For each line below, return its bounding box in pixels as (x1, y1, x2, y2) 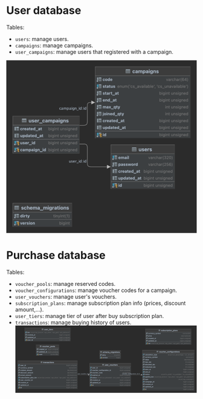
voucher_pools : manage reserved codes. (14, 281, 116, 288)
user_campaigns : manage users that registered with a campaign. (14, 48, 174, 55)
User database (6, 4, 82, 18)
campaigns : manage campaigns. (14, 42, 94, 49)
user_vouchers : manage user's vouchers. (14, 293, 117, 300)
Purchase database (6, 248, 106, 262)
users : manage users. (14, 35, 69, 42)
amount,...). (14, 306, 44, 313)
